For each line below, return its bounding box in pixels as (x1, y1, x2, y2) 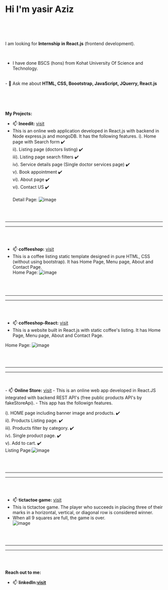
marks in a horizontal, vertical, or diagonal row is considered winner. (12, 509, 153, 515)
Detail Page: (12, 196, 37, 202)
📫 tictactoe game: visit (12, 497, 62, 503)
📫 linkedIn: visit (12, 579, 46, 585)
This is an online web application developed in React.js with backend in (12, 128, 159, 134)
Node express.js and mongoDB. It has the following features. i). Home (12, 133, 156, 139)
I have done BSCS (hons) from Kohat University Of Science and (12, 60, 143, 66)
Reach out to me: (5, 569, 41, 575)
